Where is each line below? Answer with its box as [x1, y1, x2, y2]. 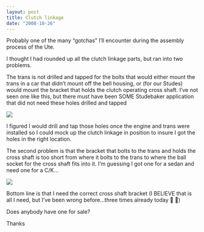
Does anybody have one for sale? [6, 208, 90, 216]
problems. [6, 62, 32, 69]
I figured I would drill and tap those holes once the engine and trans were [6, 122, 190, 130]
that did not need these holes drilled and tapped [6, 99, 127, 107]
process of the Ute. [6, 43, 55, 51]
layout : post [6, 9, 40, 15]
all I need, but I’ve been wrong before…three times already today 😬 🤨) [6, 196, 181, 204]
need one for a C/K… [6, 167, 59, 174]
